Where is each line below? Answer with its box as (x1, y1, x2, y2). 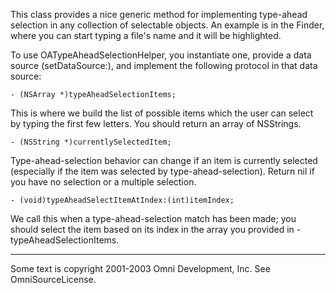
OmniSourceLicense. (10, 274, 97, 285)
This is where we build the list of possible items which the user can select (10, 107, 314, 119)
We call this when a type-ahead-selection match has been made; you (10, 213, 297, 224)
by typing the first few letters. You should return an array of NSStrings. (10, 118, 302, 129)
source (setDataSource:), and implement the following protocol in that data (10, 60, 318, 71)
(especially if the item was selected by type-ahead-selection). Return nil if (10, 165, 315, 177)
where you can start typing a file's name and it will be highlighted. (10, 30, 282, 41)
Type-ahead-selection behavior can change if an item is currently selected (10, 155, 318, 166)
